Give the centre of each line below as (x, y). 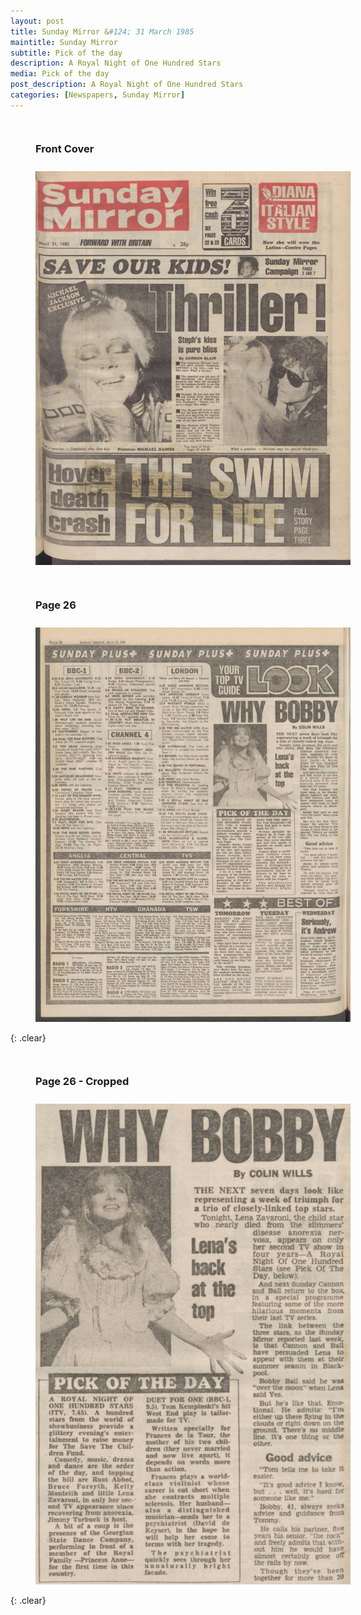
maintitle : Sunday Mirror (64, 42)
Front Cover (65, 148)
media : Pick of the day (60, 74)
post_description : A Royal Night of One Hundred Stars (127, 85)
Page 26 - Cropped (82, 1081)
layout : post (37, 21)
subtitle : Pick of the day (66, 53)
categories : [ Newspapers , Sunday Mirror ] (98, 95)
